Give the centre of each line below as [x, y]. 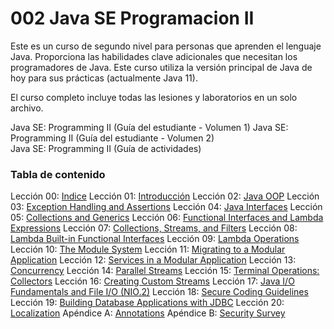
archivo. [27, 108]
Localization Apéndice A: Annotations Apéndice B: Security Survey [148, 313]
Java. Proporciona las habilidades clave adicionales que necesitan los [154, 56]
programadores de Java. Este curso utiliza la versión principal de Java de [161, 67]
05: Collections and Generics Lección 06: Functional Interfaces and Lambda [167, 218]
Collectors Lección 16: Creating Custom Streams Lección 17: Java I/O [152, 281]
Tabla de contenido [58, 174]
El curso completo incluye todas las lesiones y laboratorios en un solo [154, 97]
